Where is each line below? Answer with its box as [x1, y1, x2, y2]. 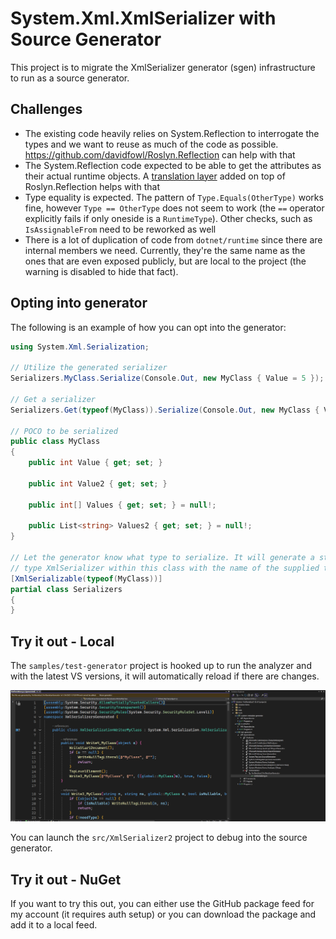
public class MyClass [10, 437, 101, 447]
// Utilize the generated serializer [10, 363, 168, 373]
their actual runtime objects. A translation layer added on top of [24, 170, 286, 182]
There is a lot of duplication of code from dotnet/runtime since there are [24, 233, 323, 246]
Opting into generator [10, 295, 148, 312]
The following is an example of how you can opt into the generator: [10, 321, 287, 333]
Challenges [10, 101, 83, 118]
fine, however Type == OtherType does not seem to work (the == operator [24, 202, 325, 214]
